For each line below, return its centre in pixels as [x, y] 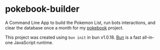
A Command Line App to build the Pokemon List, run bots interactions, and [80, 23]
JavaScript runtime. [34, 42]
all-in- [148, 37]
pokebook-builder [42, 9]
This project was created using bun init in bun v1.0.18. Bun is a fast [73, 37]
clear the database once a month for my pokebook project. [64, 27]
